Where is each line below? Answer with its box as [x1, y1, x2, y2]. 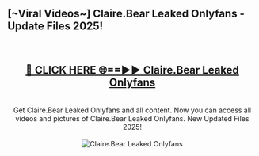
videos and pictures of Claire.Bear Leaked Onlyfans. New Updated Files [15, 113, 249, 123]
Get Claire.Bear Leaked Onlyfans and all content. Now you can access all [13, 105, 251, 115]
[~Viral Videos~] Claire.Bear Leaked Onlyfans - [7, 7, 245, 21]
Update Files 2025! [7, 20, 104, 33]
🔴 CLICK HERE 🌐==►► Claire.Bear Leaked [25, 63, 239, 77]
